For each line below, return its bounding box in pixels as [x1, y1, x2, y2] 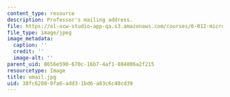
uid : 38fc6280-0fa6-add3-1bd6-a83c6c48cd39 [7, 80, 133, 87]
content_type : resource [7, 10, 75, 17]
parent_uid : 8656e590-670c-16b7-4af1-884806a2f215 [7, 61, 155, 68]
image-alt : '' [13, 55, 53, 61]
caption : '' [13, 42, 48, 48]
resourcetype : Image [7, 67, 66, 74]
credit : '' [13, 48, 44, 55]
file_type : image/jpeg [7, 29, 72, 36]
